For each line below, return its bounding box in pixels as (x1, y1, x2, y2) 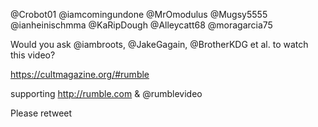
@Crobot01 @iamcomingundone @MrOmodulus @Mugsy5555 (10, 9, 268, 20)
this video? (10, 49, 56, 61)
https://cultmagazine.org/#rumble (10, 69, 150, 80)
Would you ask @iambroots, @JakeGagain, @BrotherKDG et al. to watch (10, 39, 309, 50)
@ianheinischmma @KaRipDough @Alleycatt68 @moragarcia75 (10, 19, 273, 31)
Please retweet (10, 107, 73, 119)
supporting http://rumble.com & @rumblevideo (10, 88, 203, 99)
